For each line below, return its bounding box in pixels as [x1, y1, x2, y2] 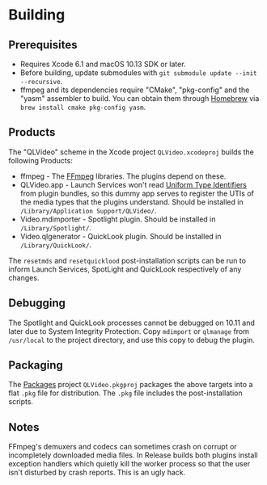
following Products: [8, 155, 73, 165]
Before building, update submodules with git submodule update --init [19, 68, 257, 78]
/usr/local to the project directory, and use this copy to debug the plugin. [8, 335, 255, 344]
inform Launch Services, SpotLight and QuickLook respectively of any [8, 264, 242, 274]
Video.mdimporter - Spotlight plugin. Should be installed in [19, 214, 216, 224]
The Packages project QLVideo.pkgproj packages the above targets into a [8, 380, 253, 390]
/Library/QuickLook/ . [19, 240, 91, 250]
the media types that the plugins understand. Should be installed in [19, 196, 244, 207]
